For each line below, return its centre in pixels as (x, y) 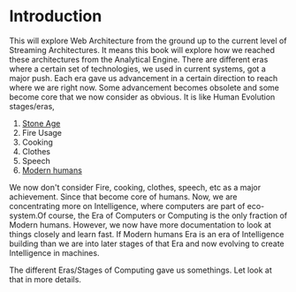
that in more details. (46, 279)
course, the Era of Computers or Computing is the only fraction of (168, 215)
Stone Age (41, 123)
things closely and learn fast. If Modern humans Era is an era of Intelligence (147, 234)
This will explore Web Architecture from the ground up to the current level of (148, 41)
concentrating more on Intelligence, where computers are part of (127, 206)
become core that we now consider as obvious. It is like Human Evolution (142, 97)
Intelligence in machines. (54, 252)
